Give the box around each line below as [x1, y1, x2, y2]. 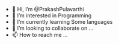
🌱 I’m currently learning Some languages [11, 18, 113, 25]
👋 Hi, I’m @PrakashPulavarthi [11, 6, 84, 12]
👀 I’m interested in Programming [11, 12, 92, 19]
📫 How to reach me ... [11, 32, 68, 38]
